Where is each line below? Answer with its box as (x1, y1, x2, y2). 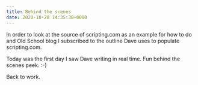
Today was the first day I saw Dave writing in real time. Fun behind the (6, 55, 181, 62)
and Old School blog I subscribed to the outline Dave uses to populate (6, 37, 180, 44)
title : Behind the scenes (6, 8, 71, 15)
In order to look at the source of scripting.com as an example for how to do (6, 31, 193, 38)
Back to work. (6, 73, 41, 80)
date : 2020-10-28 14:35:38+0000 (6, 14, 87, 20)
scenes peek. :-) (6, 61, 47, 69)
